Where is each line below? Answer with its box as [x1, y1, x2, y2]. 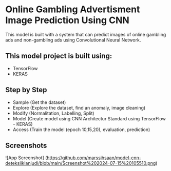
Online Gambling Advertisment [5, 4, 140, 15]
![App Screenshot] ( [5, 155, 47, 161]
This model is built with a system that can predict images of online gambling [5, 31, 166, 37]
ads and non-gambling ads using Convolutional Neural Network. [5, 37, 141, 43]
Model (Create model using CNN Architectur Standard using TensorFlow [12, 115, 166, 121]
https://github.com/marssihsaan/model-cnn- [47, 155, 141, 161]
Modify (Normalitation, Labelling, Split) [12, 110, 94, 116]
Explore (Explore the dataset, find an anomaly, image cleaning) [12, 104, 146, 111]
